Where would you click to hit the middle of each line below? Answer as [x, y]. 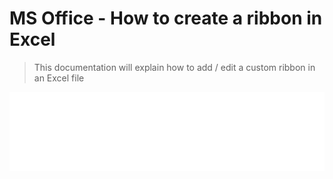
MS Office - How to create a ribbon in [166, 18]
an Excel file [59, 78]
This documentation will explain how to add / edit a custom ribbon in [174, 67]
